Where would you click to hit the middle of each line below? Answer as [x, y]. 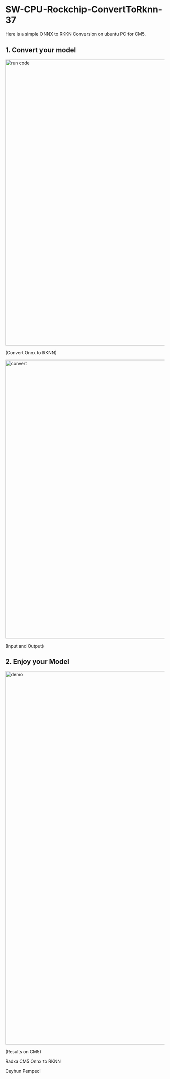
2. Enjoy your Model [37, 662]
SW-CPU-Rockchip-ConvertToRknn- [84, 9]
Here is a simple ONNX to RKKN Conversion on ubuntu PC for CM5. [75, 34]
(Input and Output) [25, 646]
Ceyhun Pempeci [23, 1071]
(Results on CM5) [23, 1051]
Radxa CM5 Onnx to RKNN [33, 1061]
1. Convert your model [41, 50]
